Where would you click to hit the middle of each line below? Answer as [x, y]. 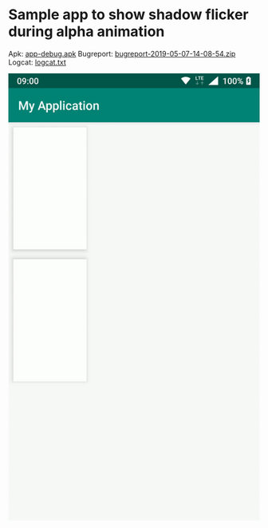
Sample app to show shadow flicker [128, 15]
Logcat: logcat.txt [37, 62]
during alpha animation [87, 32]
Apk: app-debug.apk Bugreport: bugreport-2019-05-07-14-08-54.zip [122, 53]
